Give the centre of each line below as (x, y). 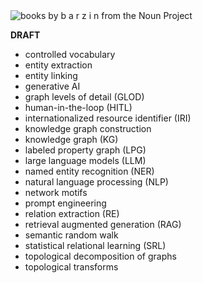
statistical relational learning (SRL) (95, 245)
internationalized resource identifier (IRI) (108, 118)
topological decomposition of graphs (100, 256)
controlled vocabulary (70, 54)
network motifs (56, 192)
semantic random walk (71, 235)
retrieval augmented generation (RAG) (103, 224)
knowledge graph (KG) (71, 139)
